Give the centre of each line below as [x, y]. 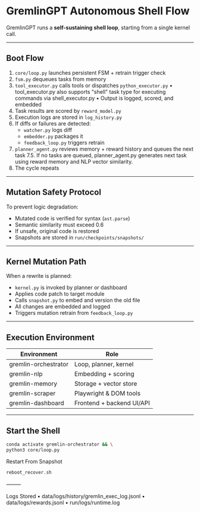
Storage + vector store [106, 384]
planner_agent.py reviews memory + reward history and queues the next [104, 149]
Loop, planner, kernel [104, 364]
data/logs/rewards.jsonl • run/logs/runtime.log [63, 502]
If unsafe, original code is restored [57, 231]
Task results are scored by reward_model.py [68, 111]
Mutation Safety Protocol [54, 192]
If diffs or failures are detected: [53, 123]
